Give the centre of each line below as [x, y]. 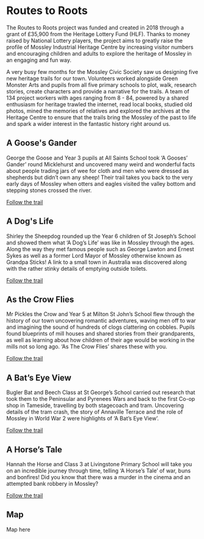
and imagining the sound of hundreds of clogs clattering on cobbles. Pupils [100, 327]
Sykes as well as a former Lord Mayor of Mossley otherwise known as [94, 255]
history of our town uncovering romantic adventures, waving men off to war [101, 321]
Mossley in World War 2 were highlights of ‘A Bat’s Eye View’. [83, 419]
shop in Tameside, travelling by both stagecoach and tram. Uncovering [95, 405]
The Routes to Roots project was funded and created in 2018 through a [95, 28]
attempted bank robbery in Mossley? [52, 484]
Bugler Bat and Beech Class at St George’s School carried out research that [101, 392]
